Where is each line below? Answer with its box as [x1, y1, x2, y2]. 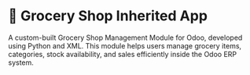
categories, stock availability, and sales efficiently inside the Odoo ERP [8, 49, 237, 59]
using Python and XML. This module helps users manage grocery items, [8, 41, 242, 50]
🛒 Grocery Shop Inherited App [8, 7, 208, 25]
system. [8, 58, 34, 67]
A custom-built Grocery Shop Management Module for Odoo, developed [8, 33, 243, 42]
